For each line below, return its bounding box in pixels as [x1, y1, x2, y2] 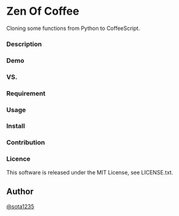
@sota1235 [6, 203, 35, 210]
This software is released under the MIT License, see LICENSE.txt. [6, 168, 174, 176]
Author [6, 187, 34, 197]
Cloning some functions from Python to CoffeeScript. [6, 24, 141, 32]
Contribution [6, 138, 45, 147]
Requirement [6, 89, 46, 97]
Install [6, 122, 26, 130]
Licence [6, 155, 31, 163]
